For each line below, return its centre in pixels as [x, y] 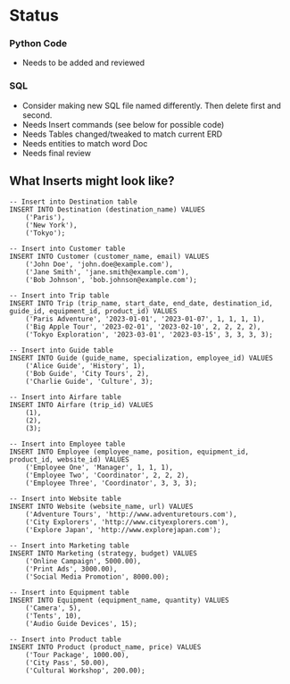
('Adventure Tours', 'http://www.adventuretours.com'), [132, 514]
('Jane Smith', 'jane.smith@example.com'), [108, 272]
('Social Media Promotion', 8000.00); [97, 577]
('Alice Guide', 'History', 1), [85, 366]
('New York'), [51, 225]
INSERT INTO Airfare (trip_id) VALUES [81, 405]
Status [34, 16]
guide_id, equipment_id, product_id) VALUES [93, 311]
